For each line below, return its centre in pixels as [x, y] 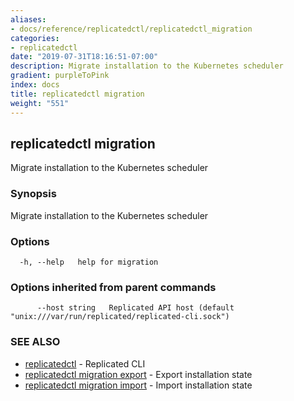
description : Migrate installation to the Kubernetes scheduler [147, 66]
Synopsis [33, 194]
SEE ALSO [35, 342]
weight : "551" [40, 103]
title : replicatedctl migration [77, 94]
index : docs [35, 85]
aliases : [28, 19]
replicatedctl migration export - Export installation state [138, 374]
